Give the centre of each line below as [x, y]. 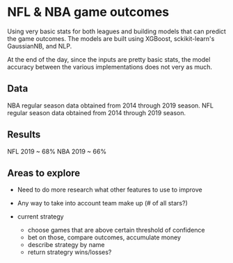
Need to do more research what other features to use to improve [110, 190]
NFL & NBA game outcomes [88, 12]
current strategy [40, 217]
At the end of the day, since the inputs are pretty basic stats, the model [109, 59]
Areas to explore [44, 173]
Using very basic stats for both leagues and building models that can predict [116, 31]
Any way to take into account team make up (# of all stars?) [102, 203]
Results [24, 135]
